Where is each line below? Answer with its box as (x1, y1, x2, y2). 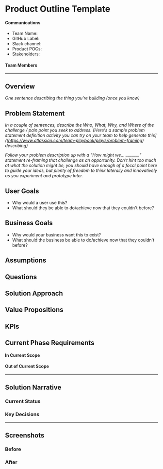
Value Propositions (5, 306, 64, 314)
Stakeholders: (12, 51, 40, 57)
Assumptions (5, 256, 47, 265)
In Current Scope (5, 352, 40, 358)
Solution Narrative (5, 384, 62, 392)
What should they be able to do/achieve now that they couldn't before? (12, 205, 154, 211)
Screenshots (5, 431, 45, 439)
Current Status (5, 398, 41, 405)
